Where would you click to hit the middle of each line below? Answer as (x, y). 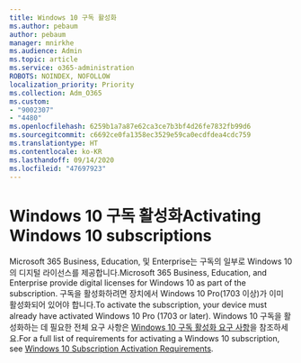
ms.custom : (30, 101)
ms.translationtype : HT (54, 143)
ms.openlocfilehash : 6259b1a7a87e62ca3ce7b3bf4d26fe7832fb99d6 (130, 127)
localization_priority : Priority (72, 85)
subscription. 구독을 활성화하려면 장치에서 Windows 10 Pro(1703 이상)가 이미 (147, 294)
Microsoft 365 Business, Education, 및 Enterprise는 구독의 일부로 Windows (146, 261)
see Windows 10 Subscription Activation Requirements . (111, 349)
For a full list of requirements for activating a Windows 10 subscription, (149, 339)
